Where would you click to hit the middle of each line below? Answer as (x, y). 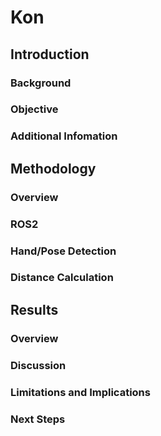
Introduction (50, 54)
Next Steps (38, 419)
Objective (34, 109)
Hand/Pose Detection (63, 251)
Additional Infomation (64, 136)
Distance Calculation (62, 278)
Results (34, 309)
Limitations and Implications (80, 392)
